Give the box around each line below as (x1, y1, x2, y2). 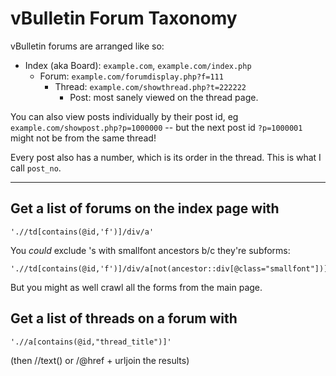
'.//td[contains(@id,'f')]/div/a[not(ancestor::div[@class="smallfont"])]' (10, 263, 333, 274)
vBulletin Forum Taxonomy (10, 7, 238, 30)
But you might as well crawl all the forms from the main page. (10, 281, 263, 293)
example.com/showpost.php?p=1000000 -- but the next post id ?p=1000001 (10, 121, 303, 133)
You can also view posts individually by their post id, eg (10, 110, 239, 122)
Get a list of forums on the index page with (10, 200, 280, 217)
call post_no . (10, 162, 62, 174)
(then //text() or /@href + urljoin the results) (10, 354, 190, 366)
